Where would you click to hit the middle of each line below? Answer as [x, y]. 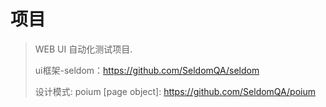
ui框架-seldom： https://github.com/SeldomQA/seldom [147, 70]
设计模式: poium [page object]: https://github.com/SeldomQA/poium [175, 91]
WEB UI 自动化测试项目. [83, 49]
